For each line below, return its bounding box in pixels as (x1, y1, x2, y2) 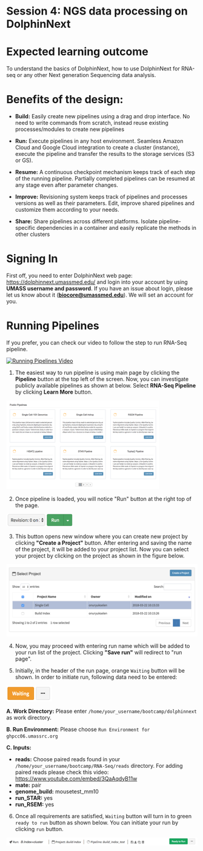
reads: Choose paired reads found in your (15, 755, 120, 762)
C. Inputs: (6, 744, 32, 751)
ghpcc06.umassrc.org (6, 733, 59, 739)
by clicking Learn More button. (15, 388, 93, 395)
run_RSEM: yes (15, 801, 55, 808)
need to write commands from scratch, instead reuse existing (15, 119, 168, 127)
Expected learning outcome (6, 45, 148, 59)
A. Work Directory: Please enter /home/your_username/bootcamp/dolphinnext (6, 707, 197, 715)
